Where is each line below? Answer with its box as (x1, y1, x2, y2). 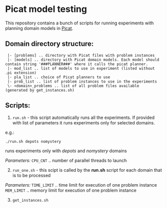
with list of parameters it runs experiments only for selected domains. (12, 119, 156, 125)
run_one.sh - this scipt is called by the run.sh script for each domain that (12, 167, 162, 173)
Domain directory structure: (5, 40, 94, 48)
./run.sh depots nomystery (5, 139, 61, 144)
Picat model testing (5, 3, 87, 15)
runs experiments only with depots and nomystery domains (5, 148, 127, 154)
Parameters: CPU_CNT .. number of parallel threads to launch (5, 157, 127, 163)
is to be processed (12, 172, 51, 178)
